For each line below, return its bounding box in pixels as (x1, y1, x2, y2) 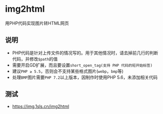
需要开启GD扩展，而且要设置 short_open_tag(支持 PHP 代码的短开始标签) (12, 62, 153, 68)
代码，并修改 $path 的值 (12, 56, 58, 62)
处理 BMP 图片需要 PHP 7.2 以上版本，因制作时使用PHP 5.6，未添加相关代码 (12, 74, 158, 80)
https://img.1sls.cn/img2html (12, 103, 70, 109)
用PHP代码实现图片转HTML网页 (5, 20, 70, 26)
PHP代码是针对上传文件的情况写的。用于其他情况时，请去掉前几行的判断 (12, 50, 159, 56)
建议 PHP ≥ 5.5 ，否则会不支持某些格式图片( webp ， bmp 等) (12, 68, 124, 74)
